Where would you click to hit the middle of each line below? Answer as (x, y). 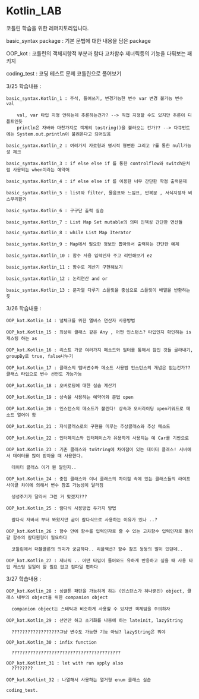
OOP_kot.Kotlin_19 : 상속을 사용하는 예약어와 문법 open (70, 397)
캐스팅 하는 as (22, 338)
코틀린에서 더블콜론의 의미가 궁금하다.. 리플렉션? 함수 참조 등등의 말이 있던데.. (97, 549)
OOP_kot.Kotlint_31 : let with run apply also (65, 663)
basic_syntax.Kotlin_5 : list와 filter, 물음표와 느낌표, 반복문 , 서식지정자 (96, 193)
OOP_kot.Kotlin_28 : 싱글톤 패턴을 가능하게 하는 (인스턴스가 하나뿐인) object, (96, 591)
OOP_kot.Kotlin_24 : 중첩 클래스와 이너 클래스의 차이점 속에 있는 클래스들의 (91, 479)
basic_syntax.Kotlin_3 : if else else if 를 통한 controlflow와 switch (94, 163)
